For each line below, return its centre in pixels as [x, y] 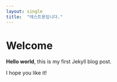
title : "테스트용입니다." [34, 17]
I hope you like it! [26, 73]
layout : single [24, 11]
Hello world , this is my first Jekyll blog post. [59, 62]
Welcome [29, 46]
